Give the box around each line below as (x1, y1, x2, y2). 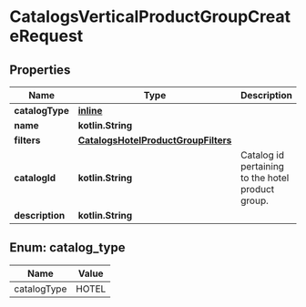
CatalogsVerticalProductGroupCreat (9, 6, 291, 27)
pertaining (240, 160, 285, 172)
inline (77, 105, 103, 117)
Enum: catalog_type (9, 240, 126, 256)
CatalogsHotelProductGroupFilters (77, 134, 232, 147)
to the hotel (240, 171, 290, 184)
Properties (9, 62, 71, 77)
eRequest (9, 26, 84, 46)
